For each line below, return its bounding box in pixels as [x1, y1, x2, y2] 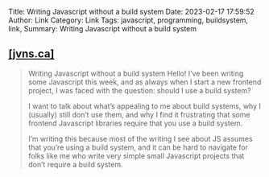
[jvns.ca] [8, 47, 55, 61]
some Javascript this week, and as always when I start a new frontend [27, 76, 262, 87]
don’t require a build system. [27, 159, 123, 169]
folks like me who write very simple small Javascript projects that [27, 150, 245, 160]
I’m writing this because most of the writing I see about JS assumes [27, 134, 253, 143]
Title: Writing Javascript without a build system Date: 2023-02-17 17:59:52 [8, 7, 255, 16]
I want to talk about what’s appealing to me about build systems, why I [27, 101, 262, 111]
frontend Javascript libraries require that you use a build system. [27, 118, 243, 128]
